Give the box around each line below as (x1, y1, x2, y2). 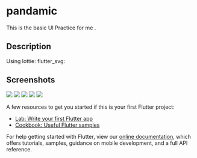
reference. (6, 145, 32, 153)
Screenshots (6, 75, 55, 85)
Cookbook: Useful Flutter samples (14, 121, 100, 129)
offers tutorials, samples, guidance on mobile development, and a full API (6, 139, 188, 147)
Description (6, 41, 51, 52)
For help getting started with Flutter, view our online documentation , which (6, 133, 192, 140)
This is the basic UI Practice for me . (6, 24, 96, 31)
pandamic (6, 4, 58, 18)
